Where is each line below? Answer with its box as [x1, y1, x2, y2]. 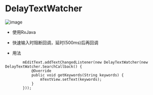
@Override [31, 68, 51, 73]
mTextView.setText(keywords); [40, 77, 102, 82]
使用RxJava [12, 29, 36, 35]
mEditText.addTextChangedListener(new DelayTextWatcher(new [23, 60, 148, 65]
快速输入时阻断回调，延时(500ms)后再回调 [12, 40, 99, 46]
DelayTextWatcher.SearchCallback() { [5, 64, 82, 69]
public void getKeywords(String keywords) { [31, 72, 124, 77]
